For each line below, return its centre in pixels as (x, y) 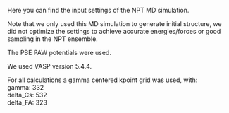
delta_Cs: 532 (27, 95)
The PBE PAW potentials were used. (59, 53)
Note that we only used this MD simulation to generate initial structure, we (114, 24)
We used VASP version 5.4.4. (50, 66)
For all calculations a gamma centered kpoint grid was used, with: (103, 80)
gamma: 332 (26, 87)
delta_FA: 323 (27, 102)
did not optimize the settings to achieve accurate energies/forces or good (114, 31)
